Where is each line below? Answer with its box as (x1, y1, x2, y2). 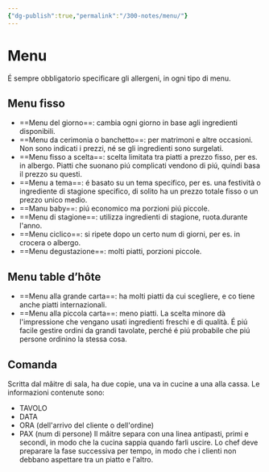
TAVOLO (19, 403, 48, 412)
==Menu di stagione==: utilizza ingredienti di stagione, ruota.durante (19, 212, 248, 222)
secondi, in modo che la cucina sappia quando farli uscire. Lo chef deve (19, 437, 259, 447)
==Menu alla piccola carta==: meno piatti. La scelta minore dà (19, 308, 226, 319)
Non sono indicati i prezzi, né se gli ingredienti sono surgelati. (19, 144, 224, 153)
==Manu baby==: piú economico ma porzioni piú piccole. (19, 203, 210, 214)
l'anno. (19, 221, 43, 231)
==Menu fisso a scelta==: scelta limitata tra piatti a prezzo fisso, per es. (19, 152, 259, 162)
